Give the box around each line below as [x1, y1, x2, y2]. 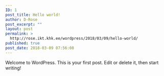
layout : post [5, 27, 33, 32]
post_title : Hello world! [5, 12, 60, 17]
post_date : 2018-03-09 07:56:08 [5, 45, 74, 50]
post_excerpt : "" [5, 21, 42, 27]
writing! [5, 65, 21, 71]
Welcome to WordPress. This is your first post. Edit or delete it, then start [5, 59, 159, 65]
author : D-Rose [5, 17, 38, 22]
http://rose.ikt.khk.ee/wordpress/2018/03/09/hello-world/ [10, 36, 138, 41]
